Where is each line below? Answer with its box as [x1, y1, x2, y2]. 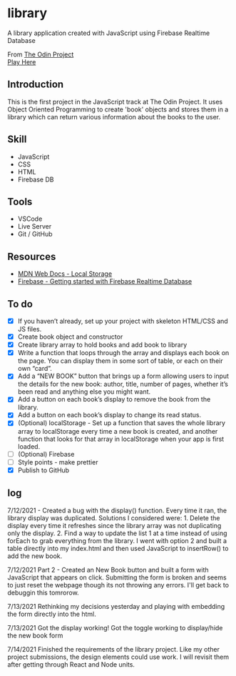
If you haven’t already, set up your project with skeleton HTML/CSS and [17, 317, 228, 325]
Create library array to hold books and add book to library [17, 341, 188, 349]
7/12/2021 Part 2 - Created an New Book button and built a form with [7, 565, 209, 574]
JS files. [17, 325, 42, 334]
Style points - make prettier [17, 457, 98, 466]
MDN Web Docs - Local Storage [17, 269, 113, 278]
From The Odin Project [7, 50, 74, 59]
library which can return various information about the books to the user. [7, 112, 221, 121]
